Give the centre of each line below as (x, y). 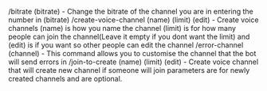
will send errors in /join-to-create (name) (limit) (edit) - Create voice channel (133, 62)
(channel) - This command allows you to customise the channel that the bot (132, 53)
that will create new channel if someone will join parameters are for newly (129, 70)
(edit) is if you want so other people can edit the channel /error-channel (126, 45)
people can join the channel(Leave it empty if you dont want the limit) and (129, 36)
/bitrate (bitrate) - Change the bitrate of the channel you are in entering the (131, 11)
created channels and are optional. (65, 79)
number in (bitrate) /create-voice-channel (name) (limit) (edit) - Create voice (133, 20)
